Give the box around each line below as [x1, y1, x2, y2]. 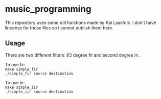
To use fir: [5, 61, 25, 67]
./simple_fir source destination [5, 71, 73, 76]
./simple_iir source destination [5, 89, 73, 94]
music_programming [5, 3, 92, 15]
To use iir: [5, 79, 25, 85]
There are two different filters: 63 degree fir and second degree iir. [5, 52, 139, 58]
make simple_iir [5, 85, 38, 90]
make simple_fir [5, 67, 38, 72]
